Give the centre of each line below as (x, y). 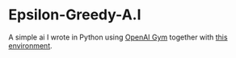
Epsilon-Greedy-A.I (75, 15)
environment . (30, 45)
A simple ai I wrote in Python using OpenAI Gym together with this (118, 37)
